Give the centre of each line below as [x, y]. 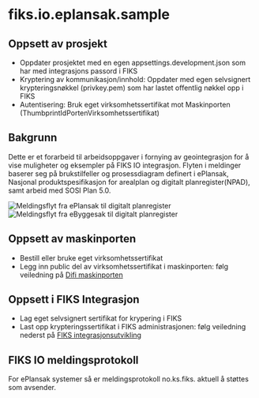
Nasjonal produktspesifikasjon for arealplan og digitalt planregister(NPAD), [129, 182]
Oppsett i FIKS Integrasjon [74, 300]
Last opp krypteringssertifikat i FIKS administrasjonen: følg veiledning [133, 327]
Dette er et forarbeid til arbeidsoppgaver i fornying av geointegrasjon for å [129, 156]
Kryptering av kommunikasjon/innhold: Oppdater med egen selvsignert [135, 79]
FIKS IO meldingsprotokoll [73, 360]
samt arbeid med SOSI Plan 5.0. [60, 190]
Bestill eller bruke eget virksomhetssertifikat [91, 257]
